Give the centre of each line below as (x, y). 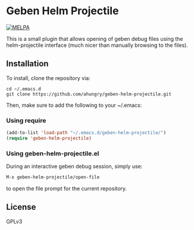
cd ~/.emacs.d (24, 89)
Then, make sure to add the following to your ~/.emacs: (74, 105)
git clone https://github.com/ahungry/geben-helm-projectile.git (89, 94)
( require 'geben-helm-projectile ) (49, 138)
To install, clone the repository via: (48, 78)
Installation (27, 64)
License (21, 207)
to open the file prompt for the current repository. (67, 189)
